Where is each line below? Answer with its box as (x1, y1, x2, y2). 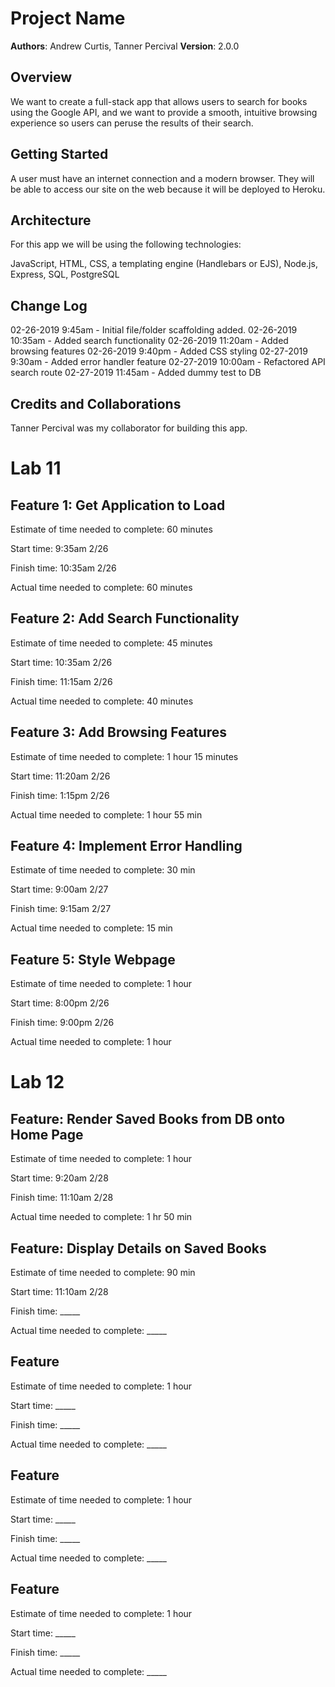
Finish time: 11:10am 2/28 (10, 1192, 114, 1204)
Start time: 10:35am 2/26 (10, 656, 113, 668)
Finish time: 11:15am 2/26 (10, 675, 113, 687)
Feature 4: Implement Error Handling (10, 838, 243, 855)
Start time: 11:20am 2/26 (10, 770, 111, 782)
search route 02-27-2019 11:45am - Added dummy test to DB (10, 367, 262, 379)
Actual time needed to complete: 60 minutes (10, 582, 193, 593)
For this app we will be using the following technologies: (10, 238, 242, 251)
